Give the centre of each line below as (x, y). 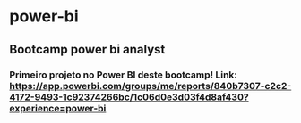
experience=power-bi (58, 108)
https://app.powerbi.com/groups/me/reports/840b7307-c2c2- (150, 86)
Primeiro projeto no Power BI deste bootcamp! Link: (123, 75)
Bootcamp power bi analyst (87, 49)
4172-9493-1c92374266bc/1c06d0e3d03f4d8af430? (129, 97)
